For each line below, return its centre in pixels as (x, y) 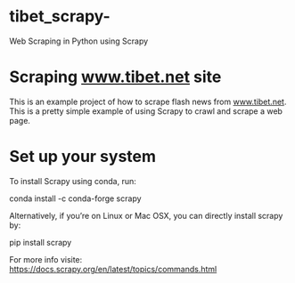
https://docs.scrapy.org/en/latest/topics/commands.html (113, 269)
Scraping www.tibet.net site (115, 77)
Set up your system (83, 157)
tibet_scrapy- (60, 16)
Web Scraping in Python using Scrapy (79, 41)
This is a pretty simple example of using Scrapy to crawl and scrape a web (146, 111)
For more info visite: (46, 259)
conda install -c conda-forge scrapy (75, 198)
